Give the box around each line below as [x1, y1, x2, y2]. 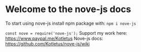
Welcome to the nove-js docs [5, 4, 131, 15]
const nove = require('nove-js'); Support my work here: [5, 30, 128, 36]
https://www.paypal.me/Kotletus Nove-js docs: [5, 35, 103, 41]
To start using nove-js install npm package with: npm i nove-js [5, 20, 136, 26]
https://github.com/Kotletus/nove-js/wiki [5, 40, 90, 46]
